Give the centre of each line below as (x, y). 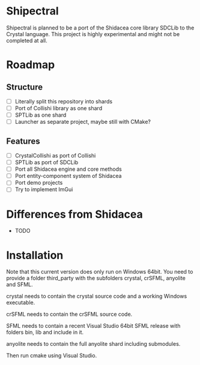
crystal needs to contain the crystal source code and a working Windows (97, 296)
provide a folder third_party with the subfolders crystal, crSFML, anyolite (96, 278)
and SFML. (20, 284)
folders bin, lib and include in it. (45, 333)
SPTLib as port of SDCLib (47, 162)
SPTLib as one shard (41, 115)
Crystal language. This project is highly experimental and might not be (93, 34)
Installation (35, 255)
